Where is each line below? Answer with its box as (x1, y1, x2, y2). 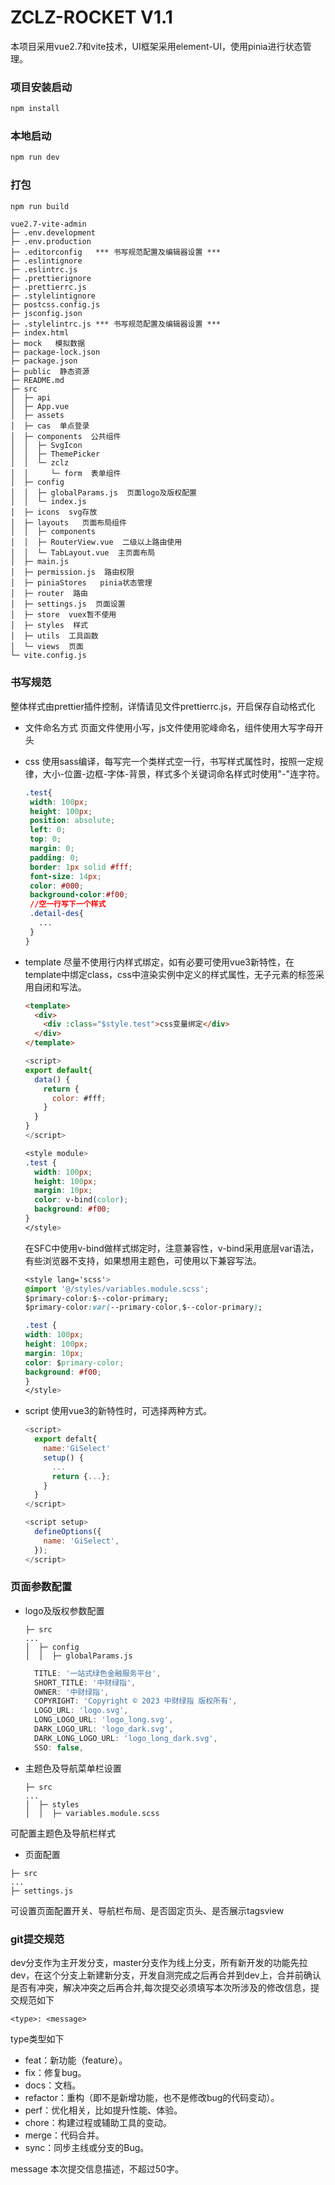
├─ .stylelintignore (10, 291, 97, 301)
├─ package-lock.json (10, 347, 101, 358)
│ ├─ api (10, 393, 52, 403)
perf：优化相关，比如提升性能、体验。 (24, 2104, 183, 2116)
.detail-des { (29, 909, 84, 919)
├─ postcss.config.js (10, 300, 101, 310)
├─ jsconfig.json (10, 309, 83, 319)
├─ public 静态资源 (10, 367, 90, 377)
